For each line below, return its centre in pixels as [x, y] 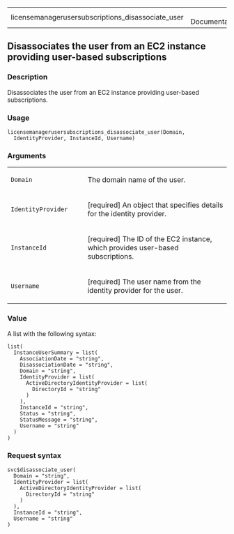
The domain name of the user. [136, 180]
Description [28, 77]
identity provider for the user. [135, 291]
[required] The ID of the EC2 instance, [150, 239]
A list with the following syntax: [52, 333]
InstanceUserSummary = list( [56, 352]
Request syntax [34, 455]
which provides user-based [133, 248]
